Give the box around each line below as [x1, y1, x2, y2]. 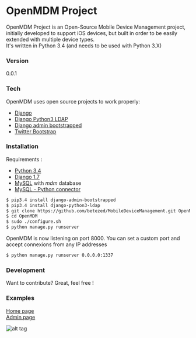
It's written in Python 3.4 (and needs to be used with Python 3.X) [6, 42, 162, 49]
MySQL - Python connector [14, 185, 80, 192]
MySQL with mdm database [14, 180, 82, 187]
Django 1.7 [14, 173, 40, 180]
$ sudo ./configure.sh [6, 219, 61, 225]
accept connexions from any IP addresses [6, 241, 107, 248]
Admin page [6, 313, 36, 320]
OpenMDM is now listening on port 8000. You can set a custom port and [6, 235, 180, 242]
